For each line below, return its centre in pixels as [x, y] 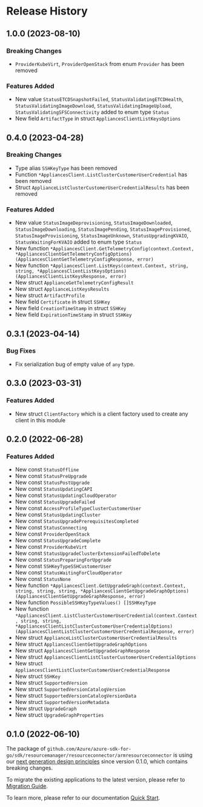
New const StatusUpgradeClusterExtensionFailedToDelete [88, 553]
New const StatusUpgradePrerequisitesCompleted [77, 521]
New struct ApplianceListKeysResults [62, 289]
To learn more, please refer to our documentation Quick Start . [83, 798]
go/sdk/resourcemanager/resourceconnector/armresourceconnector [89, 756]
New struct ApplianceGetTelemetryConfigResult [74, 282]
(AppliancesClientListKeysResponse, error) [71, 277]
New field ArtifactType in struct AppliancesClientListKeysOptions [98, 119]
